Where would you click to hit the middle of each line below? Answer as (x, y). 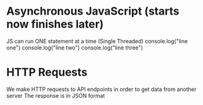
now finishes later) (55, 24)
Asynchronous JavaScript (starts (93, 11)
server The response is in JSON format (56, 95)
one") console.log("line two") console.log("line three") (75, 48)
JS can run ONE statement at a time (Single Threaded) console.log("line (97, 41)
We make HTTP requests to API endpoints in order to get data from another (101, 89)
